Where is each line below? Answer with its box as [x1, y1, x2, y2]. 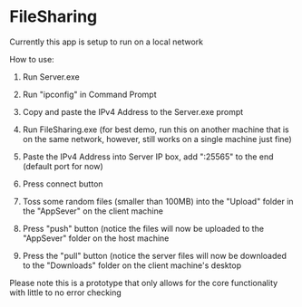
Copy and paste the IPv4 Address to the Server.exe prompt [22, 106, 244, 117]
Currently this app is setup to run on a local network [9, 36, 204, 47]
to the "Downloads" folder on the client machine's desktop [22, 260, 242, 271]
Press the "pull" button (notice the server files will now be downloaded [22, 250, 287, 261]
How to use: [9, 53, 54, 64]
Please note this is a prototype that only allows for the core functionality [9, 277, 278, 288]
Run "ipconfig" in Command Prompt [22, 89, 157, 100]
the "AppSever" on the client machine [22, 206, 163, 216]
